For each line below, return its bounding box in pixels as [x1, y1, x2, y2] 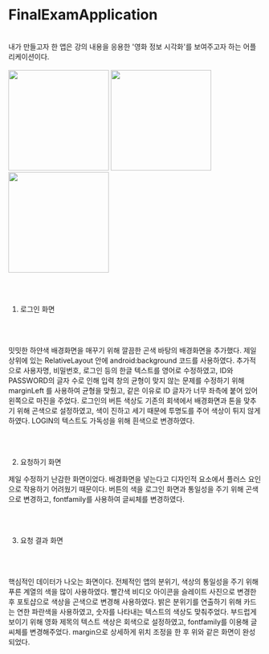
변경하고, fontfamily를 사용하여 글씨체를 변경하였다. [22, 494, 185, 504]
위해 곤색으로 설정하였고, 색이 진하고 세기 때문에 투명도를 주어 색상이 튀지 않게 [16, 405, 261, 415]
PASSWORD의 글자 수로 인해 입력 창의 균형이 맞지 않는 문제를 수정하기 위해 [8, 376, 245, 385]
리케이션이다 [8, 51, 48, 61]
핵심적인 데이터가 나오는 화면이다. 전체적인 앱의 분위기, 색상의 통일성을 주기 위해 [8, 577, 259, 586]
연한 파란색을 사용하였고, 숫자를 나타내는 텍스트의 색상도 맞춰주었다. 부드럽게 [16, 607, 257, 616]
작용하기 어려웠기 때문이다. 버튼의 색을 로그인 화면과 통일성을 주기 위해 [22, 484, 244, 494]
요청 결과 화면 [19, 535, 63, 545]
